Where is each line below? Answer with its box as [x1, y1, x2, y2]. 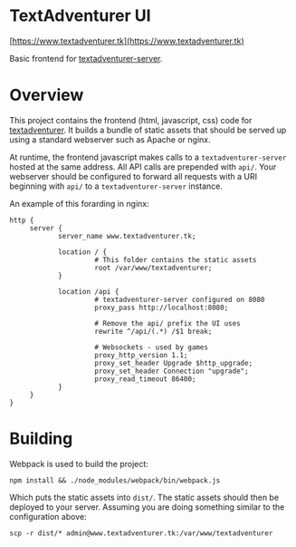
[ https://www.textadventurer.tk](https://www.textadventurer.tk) [9, 35, 244, 46]
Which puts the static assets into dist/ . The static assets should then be [9, 492, 279, 503]
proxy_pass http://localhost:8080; [94, 303, 229, 312]
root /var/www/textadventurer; [94, 263, 213, 272]
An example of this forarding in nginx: [9, 198, 149, 209]
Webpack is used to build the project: [9, 458, 149, 469]
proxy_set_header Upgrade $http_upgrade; [94, 358, 253, 367]
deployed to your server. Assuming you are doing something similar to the [9, 501, 285, 513]
